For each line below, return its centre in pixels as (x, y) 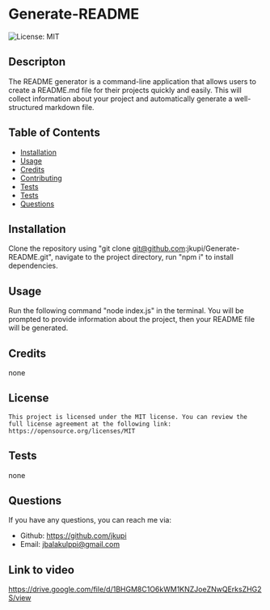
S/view (20, 598)
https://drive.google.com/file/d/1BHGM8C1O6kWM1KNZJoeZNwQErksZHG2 (135, 589)
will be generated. (38, 328)
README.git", (31, 257)
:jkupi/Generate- (212, 248)
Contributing (41, 178)
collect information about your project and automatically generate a (120, 99)
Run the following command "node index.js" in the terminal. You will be (126, 311)
